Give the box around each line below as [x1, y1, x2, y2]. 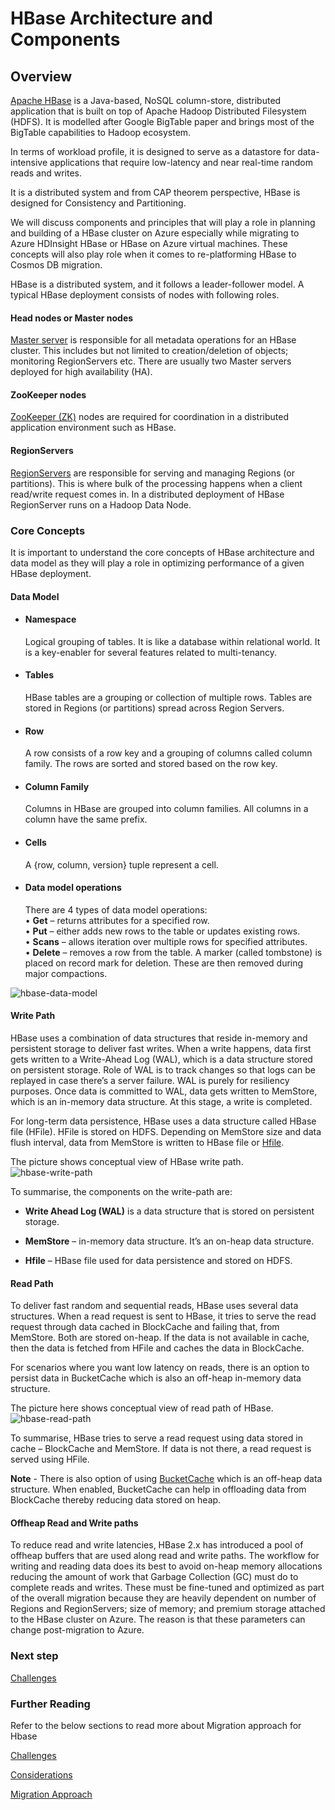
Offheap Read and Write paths [10, 1517, 139, 1529]
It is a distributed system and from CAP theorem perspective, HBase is [10, 187, 301, 198]
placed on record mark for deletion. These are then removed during [24, 957, 304, 969]
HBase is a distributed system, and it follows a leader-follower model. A [10, 278, 305, 290]
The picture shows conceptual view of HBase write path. [10, 1155, 244, 1167]
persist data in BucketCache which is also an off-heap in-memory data [10, 1372, 302, 1384]
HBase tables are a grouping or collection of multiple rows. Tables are [24, 691, 313, 703]
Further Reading [10, 1697, 91, 1711]
